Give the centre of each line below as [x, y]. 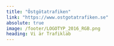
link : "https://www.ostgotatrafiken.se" [58, 17]
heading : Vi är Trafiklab [38, 34]
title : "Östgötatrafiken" [38, 12]
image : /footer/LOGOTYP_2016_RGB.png [53, 28]
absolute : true [25, 23]
